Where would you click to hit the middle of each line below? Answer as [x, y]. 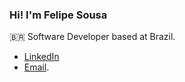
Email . [36, 67]
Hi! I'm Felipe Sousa [58, 15]
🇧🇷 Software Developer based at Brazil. [92, 37]
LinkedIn [41, 57]
